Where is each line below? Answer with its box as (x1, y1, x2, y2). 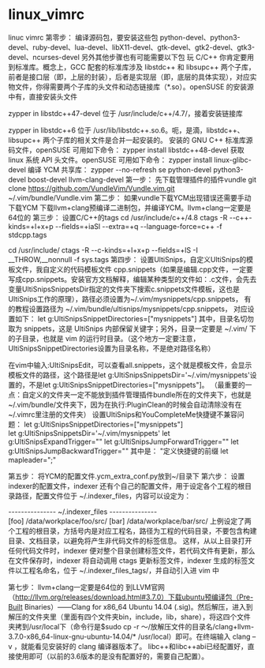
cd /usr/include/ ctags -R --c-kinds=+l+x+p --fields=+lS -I (8, 245, 199, 254)
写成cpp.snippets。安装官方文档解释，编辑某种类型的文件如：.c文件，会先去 (8, 274, 257, 283)
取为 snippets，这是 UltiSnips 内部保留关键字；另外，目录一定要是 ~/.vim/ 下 (8, 324, 256, 333)
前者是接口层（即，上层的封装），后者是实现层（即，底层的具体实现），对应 (8, 72, 250, 81)
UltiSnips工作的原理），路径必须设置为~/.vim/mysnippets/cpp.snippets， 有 (8, 294, 252, 303)
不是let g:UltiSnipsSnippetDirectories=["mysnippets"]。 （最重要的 (28, 380, 246, 389)
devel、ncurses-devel (8, 52, 80, 62)
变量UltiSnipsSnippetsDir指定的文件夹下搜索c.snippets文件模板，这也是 (8, 284, 241, 294)
